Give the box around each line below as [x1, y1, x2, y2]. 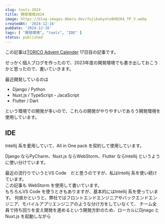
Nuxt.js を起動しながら [5, 213, 51, 219]
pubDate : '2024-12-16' [5, 26, 52, 31]
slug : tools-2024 [5, 7, 41, 12]
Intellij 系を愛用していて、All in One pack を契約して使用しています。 [5, 142, 144, 149]
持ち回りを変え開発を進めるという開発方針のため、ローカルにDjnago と [13, 207, 160, 213]
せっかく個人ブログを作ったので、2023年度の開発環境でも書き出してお [5, 59, 150, 65]
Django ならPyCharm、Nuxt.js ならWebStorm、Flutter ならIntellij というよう [5, 153, 161, 159]
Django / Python [12, 86, 45, 92]
